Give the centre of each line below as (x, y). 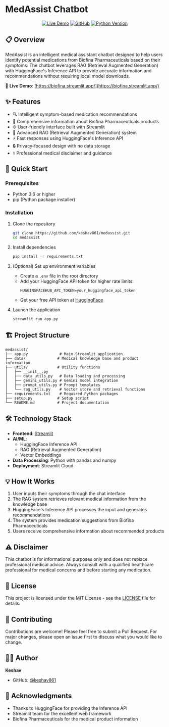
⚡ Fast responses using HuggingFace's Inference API (68, 138)
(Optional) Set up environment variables (54, 266)
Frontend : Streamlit (33, 433)
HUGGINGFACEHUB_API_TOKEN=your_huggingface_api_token (78, 291)
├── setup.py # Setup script (47, 398)
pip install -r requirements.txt (48, 257)
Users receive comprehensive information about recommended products (88, 531)
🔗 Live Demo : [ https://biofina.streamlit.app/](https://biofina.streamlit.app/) (82, 86)
